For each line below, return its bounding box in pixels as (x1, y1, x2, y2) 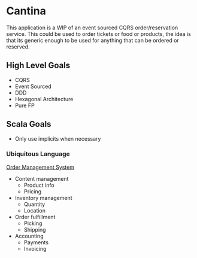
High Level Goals (6, 60, 71, 71)
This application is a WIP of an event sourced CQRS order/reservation (6, 24, 178, 31)
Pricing (23, 187, 42, 195)
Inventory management (14, 194, 73, 201)
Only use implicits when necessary (14, 135, 101, 142)
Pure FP (14, 102, 35, 109)
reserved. (6, 43, 30, 50)
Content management (14, 175, 69, 182)
